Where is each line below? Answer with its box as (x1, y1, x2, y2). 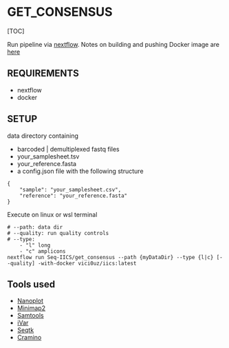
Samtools (17, 311, 44, 320)
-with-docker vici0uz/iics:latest (37, 260, 137, 267)
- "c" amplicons (19, 247, 67, 255)
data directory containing (7, 132, 79, 140)
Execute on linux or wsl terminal (7, 210, 98, 218)
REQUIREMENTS (7, 68, 79, 79)
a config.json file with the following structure (17, 167, 144, 175)
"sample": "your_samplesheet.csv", (19, 186, 122, 193)
